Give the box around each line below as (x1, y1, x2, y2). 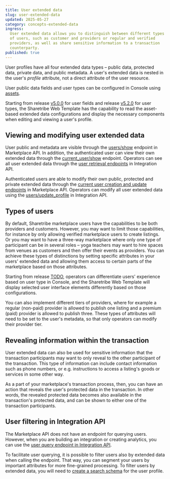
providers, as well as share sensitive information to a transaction (10, 41, 160, 46)
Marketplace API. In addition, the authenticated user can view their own (5, 150, 155, 156)
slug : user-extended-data (5, 12, 60, 17)
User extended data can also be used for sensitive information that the (5, 349, 153, 355)
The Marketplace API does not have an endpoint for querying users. (5, 431, 147, 437)
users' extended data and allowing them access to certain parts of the (5, 258, 152, 265)
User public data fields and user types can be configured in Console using (5, 84, 161, 91)
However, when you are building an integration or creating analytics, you (5, 436, 157, 442)
